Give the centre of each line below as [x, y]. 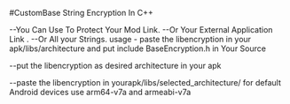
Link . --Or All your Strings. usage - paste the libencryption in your [130, 39]
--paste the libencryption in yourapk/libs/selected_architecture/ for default [145, 82]
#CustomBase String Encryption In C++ [81, 13]
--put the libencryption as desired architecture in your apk [115, 66]
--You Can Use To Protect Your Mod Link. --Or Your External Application [141, 30]
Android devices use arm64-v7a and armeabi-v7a [100, 92]
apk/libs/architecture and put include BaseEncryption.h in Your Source [137, 48]
